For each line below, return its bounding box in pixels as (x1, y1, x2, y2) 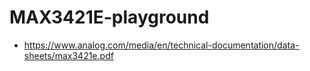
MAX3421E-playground (9, 6, 210, 29)
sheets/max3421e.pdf (23, 49, 114, 61)
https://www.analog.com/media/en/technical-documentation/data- (23, 39, 300, 51)
